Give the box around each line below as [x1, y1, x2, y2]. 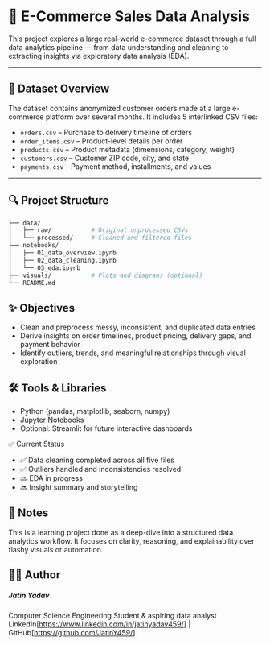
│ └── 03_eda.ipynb [8, 263, 81, 272]
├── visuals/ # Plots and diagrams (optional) [8, 271, 203, 279]
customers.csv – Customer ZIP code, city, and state [19, 153, 190, 163]
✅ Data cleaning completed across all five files [19, 455, 175, 465]
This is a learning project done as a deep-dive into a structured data [8, 527, 234, 537]
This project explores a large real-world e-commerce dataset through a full [8, 34, 256, 43]
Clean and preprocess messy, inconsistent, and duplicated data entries [19, 322, 256, 333]
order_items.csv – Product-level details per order [19, 136, 183, 146]
